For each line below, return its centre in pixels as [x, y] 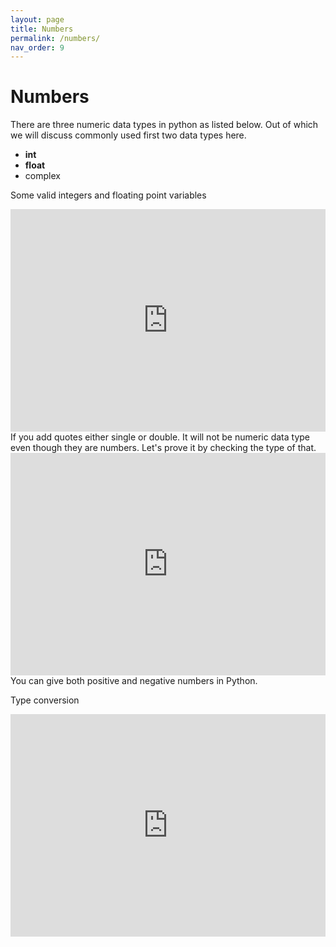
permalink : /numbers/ [55, 38]
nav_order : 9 [37, 47]
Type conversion [45, 700]
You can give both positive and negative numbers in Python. [134, 681]
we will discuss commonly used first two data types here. [128, 135]
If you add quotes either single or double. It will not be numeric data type [160, 437]
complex [42, 176]
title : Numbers [42, 29]
